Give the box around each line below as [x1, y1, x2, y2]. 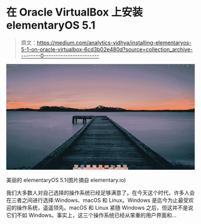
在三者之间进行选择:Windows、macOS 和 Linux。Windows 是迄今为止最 [6, 197, 184, 204]
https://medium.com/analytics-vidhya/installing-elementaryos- [36, 39, 192, 46]
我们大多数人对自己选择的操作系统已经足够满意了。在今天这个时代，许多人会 [6, 189, 195, 197]
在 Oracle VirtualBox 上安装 [6, 5, 143, 19]
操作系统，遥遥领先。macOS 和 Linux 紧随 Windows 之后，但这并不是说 [16, 204, 194, 211]
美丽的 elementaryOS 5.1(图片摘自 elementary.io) [6, 177, 126, 184]
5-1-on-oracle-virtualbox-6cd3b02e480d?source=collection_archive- [20, 45, 193, 53]
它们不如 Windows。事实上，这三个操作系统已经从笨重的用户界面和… [6, 211, 177, 219]
